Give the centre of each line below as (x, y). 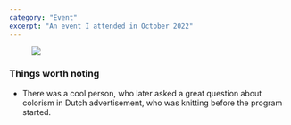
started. (37, 112)
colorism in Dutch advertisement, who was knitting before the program (152, 103)
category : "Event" (43, 17)
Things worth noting (54, 74)
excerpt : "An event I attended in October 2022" (101, 26)
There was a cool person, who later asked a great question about (142, 93)
